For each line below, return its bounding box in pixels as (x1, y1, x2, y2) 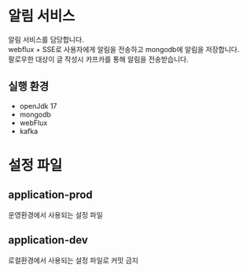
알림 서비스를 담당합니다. (8, 35, 84, 44)
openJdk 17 (19, 101, 57, 110)
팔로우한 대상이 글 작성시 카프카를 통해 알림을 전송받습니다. (8, 54, 189, 64)
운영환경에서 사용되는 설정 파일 (8, 210, 104, 219)
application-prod (8, 188, 93, 202)
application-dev (8, 233, 88, 247)
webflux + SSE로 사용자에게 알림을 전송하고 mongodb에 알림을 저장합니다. (8, 44, 240, 54)
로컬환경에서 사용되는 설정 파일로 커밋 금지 (8, 255, 139, 265)
